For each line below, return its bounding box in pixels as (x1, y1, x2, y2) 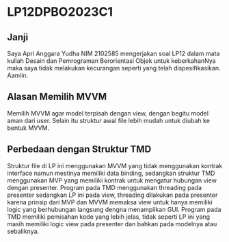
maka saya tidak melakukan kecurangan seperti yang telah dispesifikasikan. (7, 64, 221, 72)
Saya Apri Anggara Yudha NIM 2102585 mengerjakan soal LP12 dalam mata (7, 49, 220, 57)
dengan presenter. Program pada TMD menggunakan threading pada (7, 183, 202, 191)
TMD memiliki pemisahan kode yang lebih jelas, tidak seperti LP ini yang (7, 213, 211, 221)
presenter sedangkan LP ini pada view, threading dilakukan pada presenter (7, 191, 218, 199)
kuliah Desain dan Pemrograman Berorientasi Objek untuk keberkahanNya (7, 57, 217, 65)
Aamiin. (7, 71, 29, 79)
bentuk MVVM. (7, 124, 50, 132)
